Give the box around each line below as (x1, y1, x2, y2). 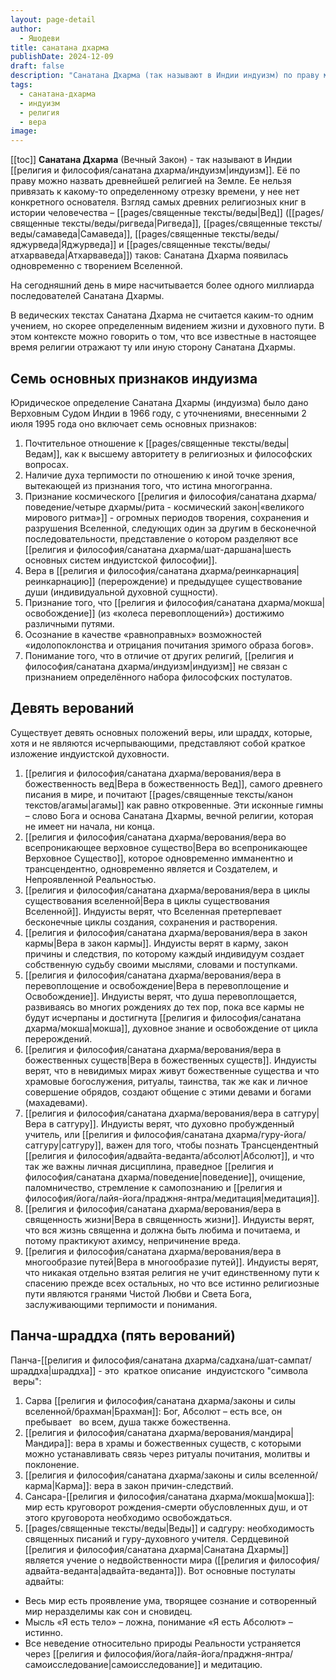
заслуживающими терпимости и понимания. (24, 1298, 218, 1310)
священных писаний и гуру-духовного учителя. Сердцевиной (24, 1532, 290, 1545)
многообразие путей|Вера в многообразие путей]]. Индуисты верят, (24, 1256, 319, 1268)
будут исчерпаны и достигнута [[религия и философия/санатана (24, 1011, 302, 1023)
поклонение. (24, 1458, 80, 1470)
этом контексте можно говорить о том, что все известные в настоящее (10, 331, 317, 343)
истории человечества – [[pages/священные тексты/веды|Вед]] (10, 207, 283, 219)
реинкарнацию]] (24, 575, 96, 587)
